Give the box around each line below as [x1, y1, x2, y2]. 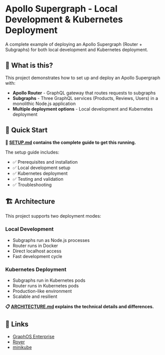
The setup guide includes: [5, 149, 60, 155]
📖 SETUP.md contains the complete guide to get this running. [5, 139, 136, 145]
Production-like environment [12, 288, 72, 294]
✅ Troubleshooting [12, 181, 52, 187]
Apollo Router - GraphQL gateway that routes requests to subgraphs [12, 89, 156, 96]
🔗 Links [5, 320, 29, 329]
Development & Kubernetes [5, 14, 123, 25]
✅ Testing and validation [12, 176, 64, 182]
